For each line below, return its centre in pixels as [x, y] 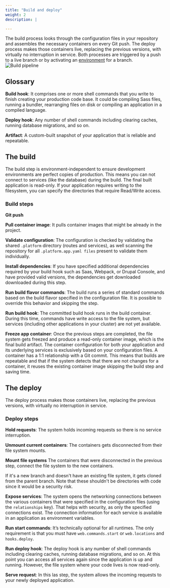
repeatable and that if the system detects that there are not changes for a [82, 361]
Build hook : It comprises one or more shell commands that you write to [79, 94]
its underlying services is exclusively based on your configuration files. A [82, 350]
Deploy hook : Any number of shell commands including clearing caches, [81, 120]
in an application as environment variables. [50, 518]
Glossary [20, 81]
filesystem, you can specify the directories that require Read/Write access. [83, 191]
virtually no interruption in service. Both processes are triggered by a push [83, 55]
